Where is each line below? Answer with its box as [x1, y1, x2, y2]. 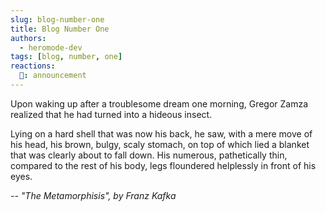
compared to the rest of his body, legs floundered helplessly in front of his [10, 159, 317, 171]
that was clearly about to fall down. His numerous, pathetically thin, [10, 149, 288, 161]
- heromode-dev [19, 42, 83, 53]
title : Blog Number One [10, 24, 110, 34]
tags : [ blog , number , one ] [10, 52, 123, 62]
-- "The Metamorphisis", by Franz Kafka [10, 189, 177, 201]
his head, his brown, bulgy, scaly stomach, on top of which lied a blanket [10, 138, 310, 150]
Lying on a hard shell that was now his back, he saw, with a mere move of [10, 127, 313, 140]
